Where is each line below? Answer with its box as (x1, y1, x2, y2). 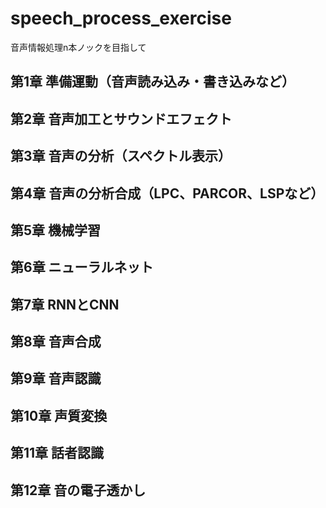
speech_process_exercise (10, 7, 232, 30)
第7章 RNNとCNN (10, 296, 120, 313)
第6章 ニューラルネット (10, 259, 154, 276)
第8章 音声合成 (10, 333, 102, 351)
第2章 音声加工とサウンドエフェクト (10, 110, 233, 127)
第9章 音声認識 (10, 370, 102, 387)
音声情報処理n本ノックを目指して (10, 41, 147, 53)
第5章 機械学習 (10, 222, 102, 239)
